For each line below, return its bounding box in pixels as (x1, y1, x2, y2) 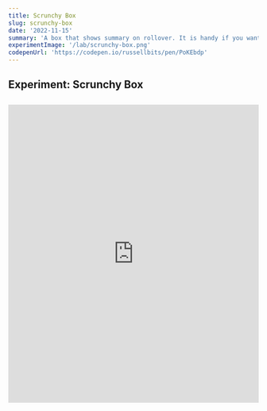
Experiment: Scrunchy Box (8, 78, 144, 91)
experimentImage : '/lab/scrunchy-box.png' (8, 41, 151, 49)
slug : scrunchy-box (8, 19, 73, 27)
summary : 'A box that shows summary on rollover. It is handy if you (8, 33, 244, 42)
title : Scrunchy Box (8, 11, 77, 20)
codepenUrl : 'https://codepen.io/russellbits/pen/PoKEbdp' (8, 48, 208, 56)
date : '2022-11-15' (8, 26, 73, 34)
